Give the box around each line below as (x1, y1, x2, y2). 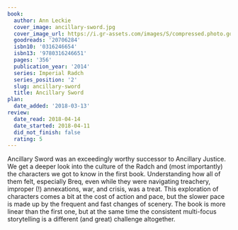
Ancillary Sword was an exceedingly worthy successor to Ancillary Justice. (7, 155, 227, 163)
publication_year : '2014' (13, 63, 91, 70)
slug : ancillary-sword (13, 83, 81, 90)
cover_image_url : (13, 30, 65, 38)
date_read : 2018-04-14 (13, 115, 81, 122)
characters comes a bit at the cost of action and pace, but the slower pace (7, 192, 225, 201)
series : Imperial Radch (13, 69, 84, 76)
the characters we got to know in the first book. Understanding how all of (7, 170, 221, 178)
